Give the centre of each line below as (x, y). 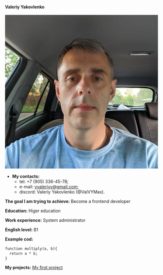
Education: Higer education (33, 211)
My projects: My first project (34, 268)
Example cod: (19, 239)
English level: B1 (22, 230)
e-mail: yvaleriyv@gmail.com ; (49, 187)
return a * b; (24, 254)
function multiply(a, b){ (31, 249)
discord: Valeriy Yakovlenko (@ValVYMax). (62, 192)
